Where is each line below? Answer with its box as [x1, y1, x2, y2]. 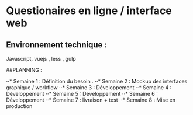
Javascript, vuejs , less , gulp [6, 55, 76, 62]
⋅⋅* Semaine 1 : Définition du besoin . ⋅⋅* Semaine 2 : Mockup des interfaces [6, 78, 188, 85]
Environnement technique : [6, 40, 107, 50]
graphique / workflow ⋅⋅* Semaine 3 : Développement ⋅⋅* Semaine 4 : [6, 84, 172, 91]
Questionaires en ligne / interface [6, 4, 173, 18]
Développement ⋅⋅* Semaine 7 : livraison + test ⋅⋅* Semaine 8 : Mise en [6, 96, 176, 103]
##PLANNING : [6, 67, 43, 74]
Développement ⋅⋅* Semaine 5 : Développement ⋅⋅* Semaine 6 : [6, 90, 158, 97]
